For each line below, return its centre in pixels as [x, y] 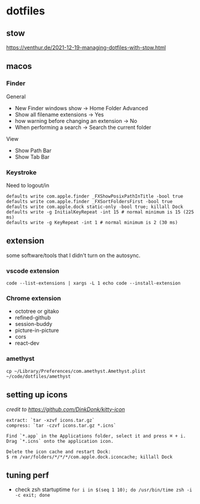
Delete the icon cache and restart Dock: [59, 452]
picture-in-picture [37, 330]
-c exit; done [32, 496]
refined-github [33, 318]
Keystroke [22, 172]
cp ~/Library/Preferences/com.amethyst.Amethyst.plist [76, 371]
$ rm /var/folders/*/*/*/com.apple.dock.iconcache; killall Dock [89, 457]
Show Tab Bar [32, 156]
